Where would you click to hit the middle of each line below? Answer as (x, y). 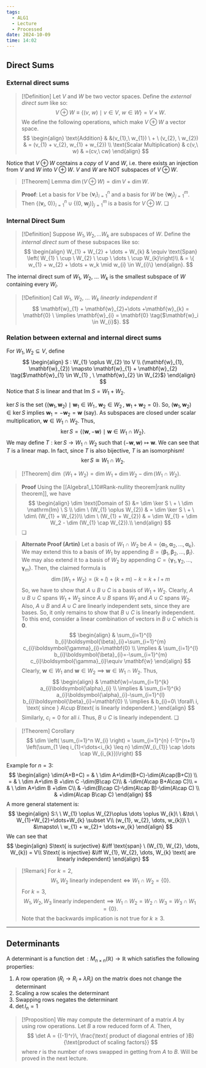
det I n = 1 (27, 1007)
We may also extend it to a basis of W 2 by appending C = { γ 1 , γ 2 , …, (107, 561)
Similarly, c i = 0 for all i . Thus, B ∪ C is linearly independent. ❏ (100, 718)
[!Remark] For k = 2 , (47, 870)
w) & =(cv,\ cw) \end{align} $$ (111, 151)
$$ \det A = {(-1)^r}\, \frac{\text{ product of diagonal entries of (106, 1035)
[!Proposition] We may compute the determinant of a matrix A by (103, 1020)
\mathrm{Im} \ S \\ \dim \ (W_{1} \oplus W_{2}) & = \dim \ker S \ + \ (110, 509)
